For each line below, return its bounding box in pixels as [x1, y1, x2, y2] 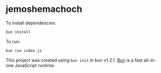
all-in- [143, 57, 156, 63]
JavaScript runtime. [15, 62, 56, 68]
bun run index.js [6, 48, 42, 53]
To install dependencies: [6, 20, 57, 26]
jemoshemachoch [6, 3, 82, 15]
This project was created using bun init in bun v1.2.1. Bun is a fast [6, 57, 143, 63]
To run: [6, 38, 21, 44]
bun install [6, 29, 31, 34]
